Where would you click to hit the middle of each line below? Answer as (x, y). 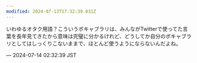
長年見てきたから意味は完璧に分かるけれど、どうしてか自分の (91, 36)
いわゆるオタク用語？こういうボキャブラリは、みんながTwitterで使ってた (94, 29)
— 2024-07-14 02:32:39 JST (41, 55)
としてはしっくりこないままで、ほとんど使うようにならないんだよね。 (96, 43)
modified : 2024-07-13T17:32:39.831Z (51, 11)
